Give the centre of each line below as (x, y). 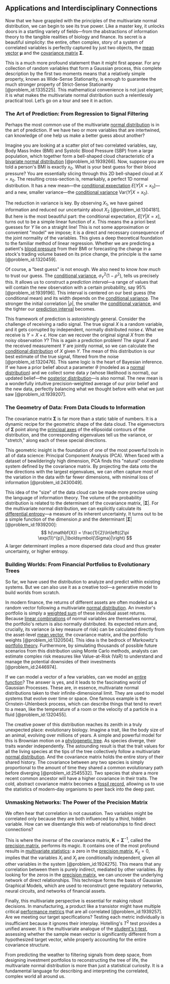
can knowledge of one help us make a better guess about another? (75, 135)
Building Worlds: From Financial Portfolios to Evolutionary (78, 564)
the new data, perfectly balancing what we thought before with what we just (84, 389)
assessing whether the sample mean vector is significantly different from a (83, 934)
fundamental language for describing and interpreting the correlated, (77, 971)
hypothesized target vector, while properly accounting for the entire (76, 940)
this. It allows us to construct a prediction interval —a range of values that (81, 282)
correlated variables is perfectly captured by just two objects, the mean (80, 47)
